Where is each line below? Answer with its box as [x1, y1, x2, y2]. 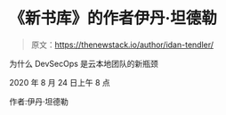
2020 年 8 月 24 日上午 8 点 [9, 77, 110, 87]
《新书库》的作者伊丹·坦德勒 [9, 8, 218, 29]
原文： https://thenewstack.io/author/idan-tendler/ [30, 39, 214, 50]
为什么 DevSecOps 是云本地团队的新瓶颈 [9, 58, 158, 69]
